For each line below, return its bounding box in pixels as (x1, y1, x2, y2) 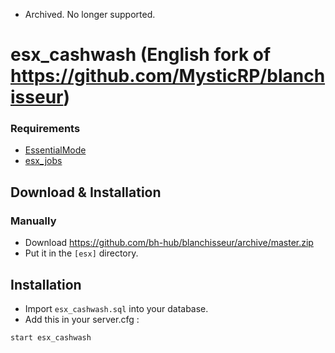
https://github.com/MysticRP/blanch (10, 65, 326, 88)
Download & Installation (10, 184, 162, 201)
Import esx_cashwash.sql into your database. (24, 302, 209, 314)
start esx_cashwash (10, 332, 92, 343)
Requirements (10, 122, 81, 136)
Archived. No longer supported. (24, 9, 156, 20)
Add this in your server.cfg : (24, 313, 140, 325)
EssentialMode (24, 144, 87, 156)
